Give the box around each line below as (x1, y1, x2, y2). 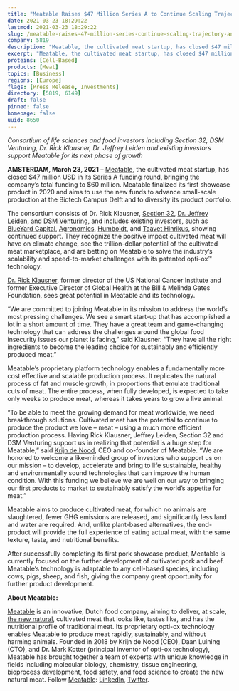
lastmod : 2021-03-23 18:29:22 (7, 24, 97, 31)
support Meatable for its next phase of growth (7, 151, 144, 160)
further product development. (7, 579, 95, 588)
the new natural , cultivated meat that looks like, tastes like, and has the (7, 614, 215, 623)
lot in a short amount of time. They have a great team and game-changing (7, 320, 224, 328)
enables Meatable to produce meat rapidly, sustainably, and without (7, 630, 206, 638)
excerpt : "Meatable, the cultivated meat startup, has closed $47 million (7, 51, 234, 58)
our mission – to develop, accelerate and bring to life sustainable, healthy (7, 461, 222, 469)
